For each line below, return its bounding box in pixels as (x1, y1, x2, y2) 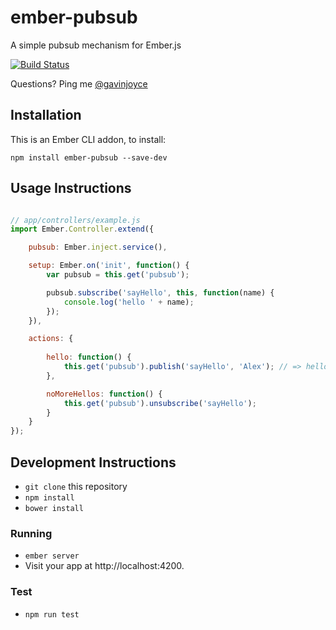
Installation (10, 107, 82, 124)
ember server (24, 551, 80, 561)
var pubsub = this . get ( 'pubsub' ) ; (46, 270, 190, 280)
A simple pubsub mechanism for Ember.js (10, 39, 182, 51)
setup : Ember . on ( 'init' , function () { (28, 261, 190, 271)
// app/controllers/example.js (10, 215, 141, 225)
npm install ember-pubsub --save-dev (10, 152, 168, 163)
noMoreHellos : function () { (46, 389, 163, 399)
